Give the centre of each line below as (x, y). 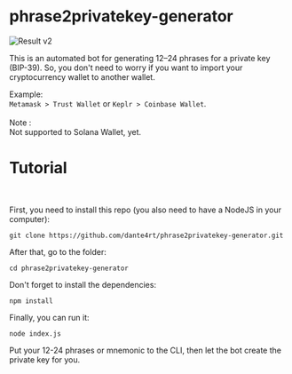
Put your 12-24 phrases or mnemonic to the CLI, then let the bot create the (146, 350)
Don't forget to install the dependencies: (83, 284)
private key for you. (45, 359)
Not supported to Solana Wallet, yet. (75, 131)
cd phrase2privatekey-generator (69, 268)
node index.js (36, 334)
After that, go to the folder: (58, 251)
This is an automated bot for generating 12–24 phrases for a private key (140, 58)
